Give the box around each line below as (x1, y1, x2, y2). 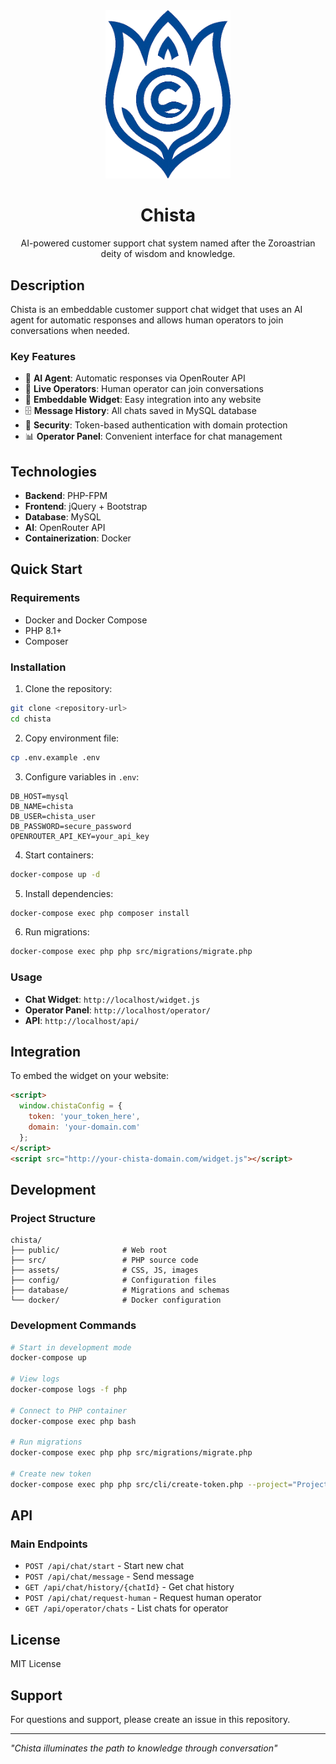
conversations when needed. (10, 324, 130, 336)
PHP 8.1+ (24, 624, 63, 636)
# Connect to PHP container (10, 1405, 128, 1416)
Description (10, 277, 85, 294)
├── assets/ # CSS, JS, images (10, 1265, 199, 1276)
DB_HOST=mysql (10, 791, 70, 801)
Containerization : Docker (24, 532, 132, 544)
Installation (10, 660, 67, 674)
